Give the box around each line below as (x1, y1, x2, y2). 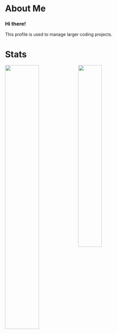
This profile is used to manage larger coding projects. (5, 31, 113, 37)
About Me (5, 3, 46, 14)
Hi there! (5, 21, 26, 27)
